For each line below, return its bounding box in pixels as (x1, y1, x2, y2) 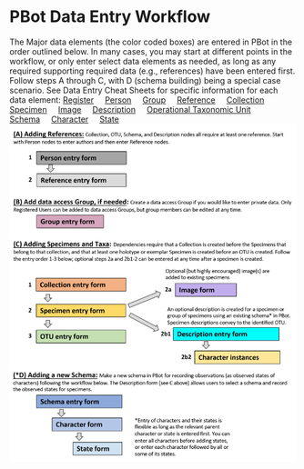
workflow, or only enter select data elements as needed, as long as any (9, 55, 277, 66)
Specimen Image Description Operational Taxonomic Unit (9, 104, 252, 115)
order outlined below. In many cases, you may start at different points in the (9, 45, 293, 56)
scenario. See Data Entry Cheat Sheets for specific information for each (9, 85, 279, 95)
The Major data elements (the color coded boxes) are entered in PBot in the (9, 36, 293, 47)
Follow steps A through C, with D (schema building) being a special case (9, 75, 281, 85)
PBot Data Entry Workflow (9, 6, 211, 27)
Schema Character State (9, 114, 120, 125)
